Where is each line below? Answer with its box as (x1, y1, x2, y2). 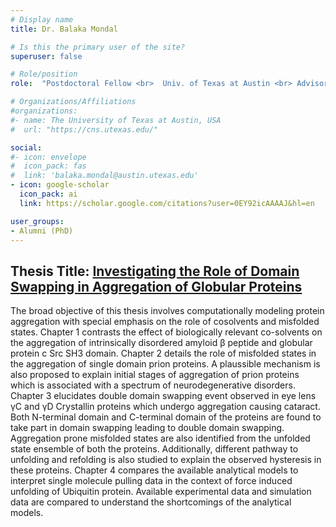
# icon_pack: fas (10, 161, 87, 171)
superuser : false (10, 51, 83, 61)
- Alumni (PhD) (10, 226, 74, 236)
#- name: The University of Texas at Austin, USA (10, 115, 222, 125)
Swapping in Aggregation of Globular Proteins (10, 278, 303, 295)
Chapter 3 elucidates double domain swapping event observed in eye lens (10, 390, 317, 402)
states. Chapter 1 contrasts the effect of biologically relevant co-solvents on (10, 326, 323, 338)
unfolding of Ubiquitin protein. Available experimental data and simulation (10, 486, 312, 498)
